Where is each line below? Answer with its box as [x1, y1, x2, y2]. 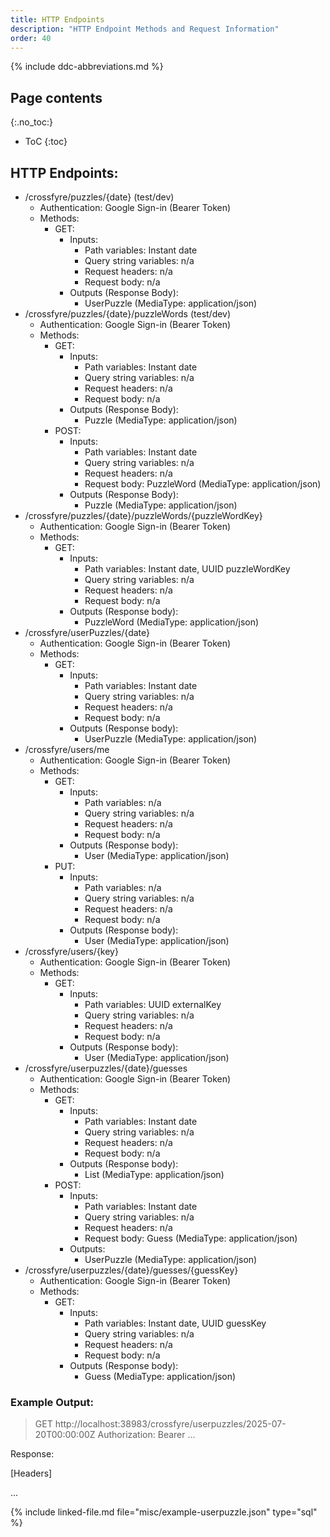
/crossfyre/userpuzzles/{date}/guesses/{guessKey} [24, 1264, 239, 1276]
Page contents [10, 89, 103, 106]
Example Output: [10, 1395, 94, 1409]
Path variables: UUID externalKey [84, 999, 222, 1010]
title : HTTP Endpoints [10, 14, 105, 25]
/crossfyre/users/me [24, 744, 110, 755]
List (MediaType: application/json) [84, 1169, 225, 1180]
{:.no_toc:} [10, 116, 53, 128]
